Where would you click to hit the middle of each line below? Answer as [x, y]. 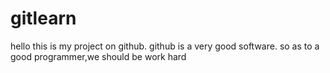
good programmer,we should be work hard [98, 56]
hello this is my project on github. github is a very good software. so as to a [165, 46]
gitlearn [43, 18]
